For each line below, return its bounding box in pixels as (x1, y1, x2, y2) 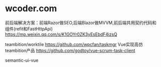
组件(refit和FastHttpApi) (5, 25, 53, 32)
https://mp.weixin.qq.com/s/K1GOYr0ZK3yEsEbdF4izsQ (5, 31, 118, 37)
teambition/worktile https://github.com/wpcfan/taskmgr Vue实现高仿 (5, 41, 143, 47)
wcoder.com (5, 3, 57, 14)
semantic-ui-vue (5, 57, 39, 63)
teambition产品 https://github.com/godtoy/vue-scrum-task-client (5, 47, 136, 53)
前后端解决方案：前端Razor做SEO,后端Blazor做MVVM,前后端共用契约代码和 (5, 20, 157, 25)
